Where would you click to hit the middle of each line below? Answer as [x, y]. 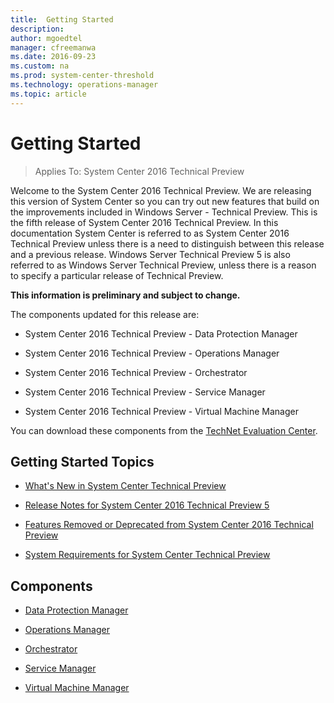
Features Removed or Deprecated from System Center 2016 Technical [169, 525]
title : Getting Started [62, 19]
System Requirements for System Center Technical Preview [147, 555]
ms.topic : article [48, 94]
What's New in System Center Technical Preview [125, 486]
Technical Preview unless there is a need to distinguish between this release [167, 243]
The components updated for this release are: [105, 314]
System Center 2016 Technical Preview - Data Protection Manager [161, 333]
